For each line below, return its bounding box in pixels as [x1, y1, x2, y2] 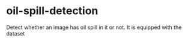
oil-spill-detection [6, 4, 99, 18]
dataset [6, 30, 25, 37]
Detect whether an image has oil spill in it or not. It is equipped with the [6, 24, 182, 31]
